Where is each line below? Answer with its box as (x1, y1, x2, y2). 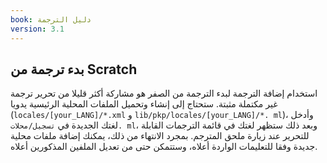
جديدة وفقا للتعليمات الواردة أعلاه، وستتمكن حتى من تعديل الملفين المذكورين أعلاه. (10, 141, 318, 153)
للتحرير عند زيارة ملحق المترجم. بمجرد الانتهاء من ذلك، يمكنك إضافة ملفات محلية (10, 130, 310, 142)
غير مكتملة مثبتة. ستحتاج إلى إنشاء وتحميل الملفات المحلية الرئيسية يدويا (10, 98, 278, 110)
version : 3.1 (10, 24, 65, 34)
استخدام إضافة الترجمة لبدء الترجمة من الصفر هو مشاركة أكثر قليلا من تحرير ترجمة (10, 87, 318, 100)
